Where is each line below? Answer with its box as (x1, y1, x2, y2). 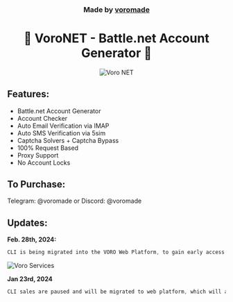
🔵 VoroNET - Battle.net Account (24, 31, 209, 47)
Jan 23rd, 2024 (7, 275, 53, 283)
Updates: (7, 217, 48, 228)
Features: (7, 88, 50, 100)
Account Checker (17, 114, 68, 122)
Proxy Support (17, 151, 59, 159)
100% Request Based (17, 144, 78, 152)
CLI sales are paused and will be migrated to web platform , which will (7, 288, 222, 296)
